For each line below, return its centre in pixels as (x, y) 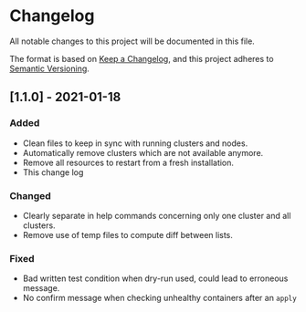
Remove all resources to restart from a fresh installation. (128, 162)
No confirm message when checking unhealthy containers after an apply (159, 298)
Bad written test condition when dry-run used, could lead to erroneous (155, 278)
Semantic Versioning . (49, 68)
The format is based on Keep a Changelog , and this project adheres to (142, 58)
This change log (53, 172)
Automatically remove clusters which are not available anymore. (143, 152)
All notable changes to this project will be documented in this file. (132, 41)
